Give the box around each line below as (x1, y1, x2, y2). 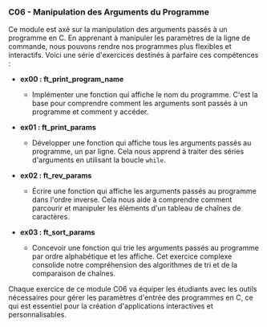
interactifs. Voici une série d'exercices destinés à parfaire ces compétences (8, 51, 259, 60)
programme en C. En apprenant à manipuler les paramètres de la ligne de (8, 33, 251, 43)
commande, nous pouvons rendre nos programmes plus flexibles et (8, 42, 232, 51)
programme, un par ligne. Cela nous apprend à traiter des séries (31, 147, 245, 157)
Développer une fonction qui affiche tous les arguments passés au (31, 138, 252, 148)
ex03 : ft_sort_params (19, 227, 95, 237)
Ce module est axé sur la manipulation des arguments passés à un (8, 25, 228, 35)
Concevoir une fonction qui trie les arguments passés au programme (31, 243, 259, 253)
